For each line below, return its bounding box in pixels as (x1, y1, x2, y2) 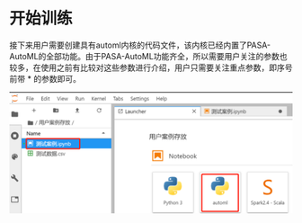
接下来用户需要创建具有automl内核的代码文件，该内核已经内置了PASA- (9, 40, 271, 50)
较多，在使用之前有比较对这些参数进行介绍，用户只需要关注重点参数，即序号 (9, 62, 293, 73)
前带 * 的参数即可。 (9, 73, 81, 84)
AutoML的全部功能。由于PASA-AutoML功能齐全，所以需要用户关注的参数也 (9, 50, 288, 61)
